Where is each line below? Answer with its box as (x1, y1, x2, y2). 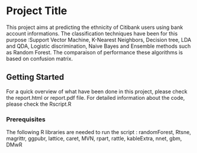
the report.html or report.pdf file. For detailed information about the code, (6, 94, 185, 101)
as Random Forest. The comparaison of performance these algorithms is (6, 48, 183, 56)
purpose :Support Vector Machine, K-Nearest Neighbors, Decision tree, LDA (6, 36, 192, 43)
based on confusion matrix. (6, 55, 73, 62)
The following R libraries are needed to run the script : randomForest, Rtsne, (6, 129, 191, 136)
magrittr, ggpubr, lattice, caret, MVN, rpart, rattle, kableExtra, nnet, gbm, (6, 135, 182, 142)
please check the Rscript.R (6, 100, 72, 108)
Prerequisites (6, 115, 46, 123)
